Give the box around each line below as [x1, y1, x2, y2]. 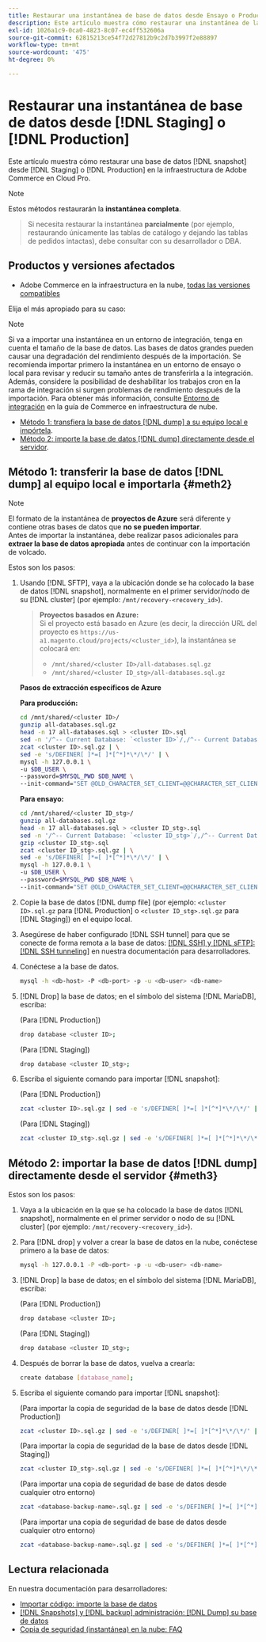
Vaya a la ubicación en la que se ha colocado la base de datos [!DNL [19, 1205, 244, 1215]
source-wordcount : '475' [8, 48, 90, 56]
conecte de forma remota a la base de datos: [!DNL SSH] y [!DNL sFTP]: [19, 938, 256, 947]
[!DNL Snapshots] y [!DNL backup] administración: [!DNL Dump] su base [19, 1607, 257, 1617]
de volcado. [8, 548, 47, 557]
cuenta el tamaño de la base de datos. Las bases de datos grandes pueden [8, 343, 254, 352]
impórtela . [19, 425, 53, 435]
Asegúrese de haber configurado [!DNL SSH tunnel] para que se [19, 929, 230, 939]
